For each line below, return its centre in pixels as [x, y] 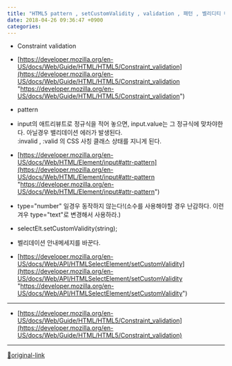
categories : [24, 26]
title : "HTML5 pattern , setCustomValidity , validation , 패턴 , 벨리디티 [114, 13]
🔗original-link [26, 355]
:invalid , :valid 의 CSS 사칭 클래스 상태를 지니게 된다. [89, 141]
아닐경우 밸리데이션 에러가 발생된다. [75, 133]
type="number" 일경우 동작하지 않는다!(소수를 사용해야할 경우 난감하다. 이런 [120, 206]
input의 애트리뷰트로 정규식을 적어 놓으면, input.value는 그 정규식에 [108, 124]
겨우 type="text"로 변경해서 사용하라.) [69, 214]
